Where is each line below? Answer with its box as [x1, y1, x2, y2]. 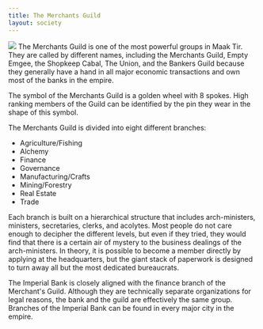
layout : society [8, 19, 62, 27]
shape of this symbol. [8, 108, 79, 117]
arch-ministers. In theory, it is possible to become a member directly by [8, 246, 242, 255]
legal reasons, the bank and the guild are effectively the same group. [8, 294, 233, 304]
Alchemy [19, 146, 49, 156]
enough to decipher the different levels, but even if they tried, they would [8, 229, 247, 238]
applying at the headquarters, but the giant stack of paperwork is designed [8, 254, 253, 263]
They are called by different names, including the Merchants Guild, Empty [8, 50, 249, 59]
